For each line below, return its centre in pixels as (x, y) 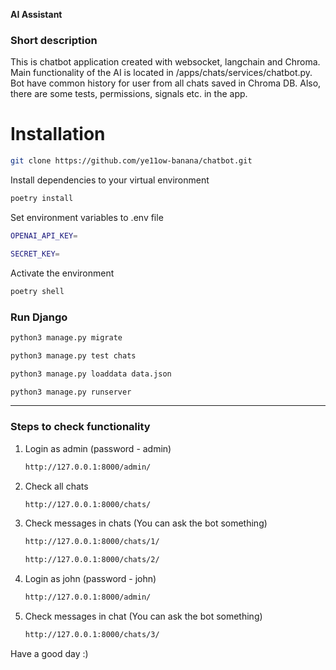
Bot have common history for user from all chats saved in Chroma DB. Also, (166, 83)
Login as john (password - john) (90, 579)
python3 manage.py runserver (71, 392)
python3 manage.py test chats (73, 355)
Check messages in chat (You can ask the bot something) (143, 616)
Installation (58, 134)
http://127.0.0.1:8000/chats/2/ (92, 560)
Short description (54, 40)
